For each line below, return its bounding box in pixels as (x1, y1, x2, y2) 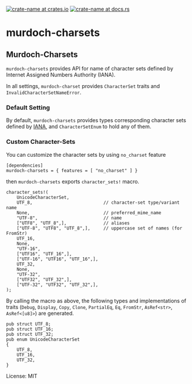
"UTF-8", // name (16, 215, 122, 221)
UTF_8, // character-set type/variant (16, 200, 180, 206)
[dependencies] (6, 162, 43, 169)
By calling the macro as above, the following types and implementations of (6, 297, 187, 304)
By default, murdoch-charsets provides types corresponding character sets (6, 117, 187, 124)
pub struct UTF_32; (6, 331, 54, 337)
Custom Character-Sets (6, 138, 76, 146)
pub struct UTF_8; (6, 321, 51, 327)
